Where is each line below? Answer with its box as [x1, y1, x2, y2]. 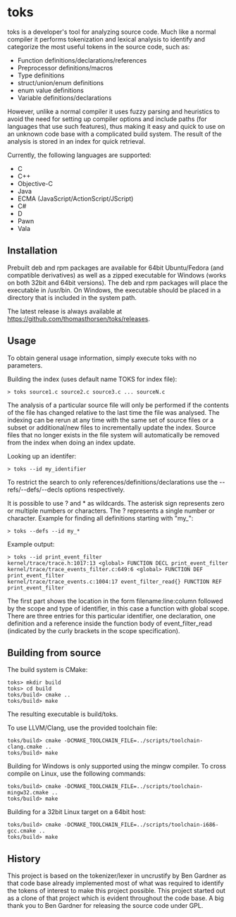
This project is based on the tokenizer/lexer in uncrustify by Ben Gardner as [7, 871, 227, 880]
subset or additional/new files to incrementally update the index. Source [7, 423, 216, 432]
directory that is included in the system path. [7, 293, 137, 301]
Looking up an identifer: [7, 451, 77, 460]
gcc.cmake [7, 828, 37, 835]
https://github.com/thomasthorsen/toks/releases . [7, 314, 150, 323]
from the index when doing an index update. [7, 438, 136, 447]
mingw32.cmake [7, 790, 49, 797]
